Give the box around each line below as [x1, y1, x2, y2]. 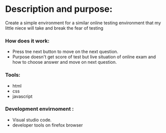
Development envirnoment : [5, 105, 74, 112]
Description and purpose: [5, 3, 113, 15]
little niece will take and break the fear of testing [5, 25, 104, 31]
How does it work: [5, 37, 50, 44]
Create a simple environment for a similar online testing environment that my [5, 20, 161, 26]
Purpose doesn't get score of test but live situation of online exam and [12, 54, 156, 60]
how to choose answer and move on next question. [12, 59, 117, 65]
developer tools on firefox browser [12, 122, 83, 128]
